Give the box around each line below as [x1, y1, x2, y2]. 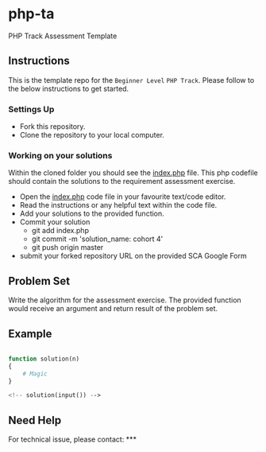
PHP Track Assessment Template [8, 31, 118, 41]
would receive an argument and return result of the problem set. [8, 304, 218, 314]
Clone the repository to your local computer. [19, 131, 165, 140]
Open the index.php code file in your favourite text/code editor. [19, 192, 226, 201]
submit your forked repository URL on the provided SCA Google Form [19, 251, 248, 261]
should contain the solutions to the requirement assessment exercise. [8, 177, 236, 186]
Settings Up [8, 103, 55, 115]
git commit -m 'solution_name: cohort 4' [31, 234, 164, 244]
